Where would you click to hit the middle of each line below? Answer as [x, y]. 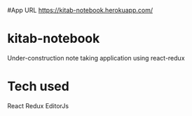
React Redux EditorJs [38, 105]
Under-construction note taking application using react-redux [96, 58]
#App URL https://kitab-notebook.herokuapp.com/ [80, 10]
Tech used [39, 86]
